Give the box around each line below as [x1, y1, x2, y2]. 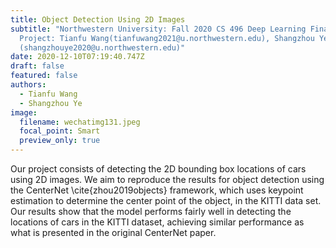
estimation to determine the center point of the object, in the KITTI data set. [10, 195, 322, 206]
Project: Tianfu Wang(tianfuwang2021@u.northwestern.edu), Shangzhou [19, 33, 315, 43]
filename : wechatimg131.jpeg [19, 117, 141, 127]
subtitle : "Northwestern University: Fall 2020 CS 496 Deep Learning [10, 24, 307, 34]
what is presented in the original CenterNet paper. [10, 227, 217, 238]
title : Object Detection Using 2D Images [10, 14, 186, 25]
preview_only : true [19, 136, 101, 146]
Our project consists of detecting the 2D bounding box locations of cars [10, 163, 307, 175]
